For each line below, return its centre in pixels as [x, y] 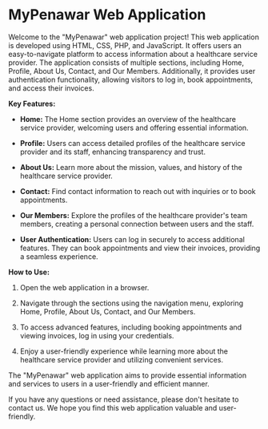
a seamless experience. [59, 256]
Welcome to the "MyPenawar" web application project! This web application [134, 37]
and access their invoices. [51, 88]
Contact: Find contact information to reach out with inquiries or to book [138, 191]
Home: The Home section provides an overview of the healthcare [128, 119]
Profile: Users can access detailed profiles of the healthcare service [132, 143]
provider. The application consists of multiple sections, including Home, [126, 63]
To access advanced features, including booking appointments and [131, 327]
